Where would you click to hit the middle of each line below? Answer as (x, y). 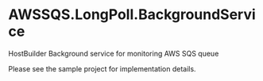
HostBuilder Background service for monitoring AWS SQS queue (114, 53)
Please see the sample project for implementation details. (102, 68)
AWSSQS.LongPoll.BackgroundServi (132, 15)
